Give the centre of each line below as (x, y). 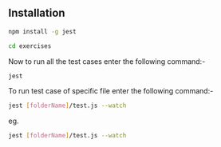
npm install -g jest (43, 31)
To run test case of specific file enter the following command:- (111, 91)
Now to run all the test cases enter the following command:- (107, 61)
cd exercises (30, 46)
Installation (37, 13)
